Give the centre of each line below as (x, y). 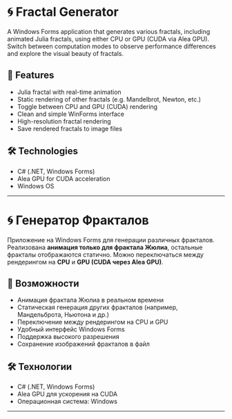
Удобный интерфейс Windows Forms (71, 329)
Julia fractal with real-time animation (69, 92)
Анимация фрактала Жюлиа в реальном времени (90, 300)
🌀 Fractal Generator (63, 12)
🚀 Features (31, 76)
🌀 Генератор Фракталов (78, 220)
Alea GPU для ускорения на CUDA (67, 394)
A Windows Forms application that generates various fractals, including (109, 31)
